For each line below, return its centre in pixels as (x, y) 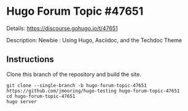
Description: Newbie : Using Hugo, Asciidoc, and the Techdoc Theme (94, 40)
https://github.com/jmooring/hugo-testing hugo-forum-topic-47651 (93, 91)
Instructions (30, 59)
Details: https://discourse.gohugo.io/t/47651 (62, 28)
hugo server (22, 101)
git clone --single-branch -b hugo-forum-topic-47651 (77, 85)
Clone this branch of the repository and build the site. (74, 74)
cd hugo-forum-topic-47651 (41, 96)
